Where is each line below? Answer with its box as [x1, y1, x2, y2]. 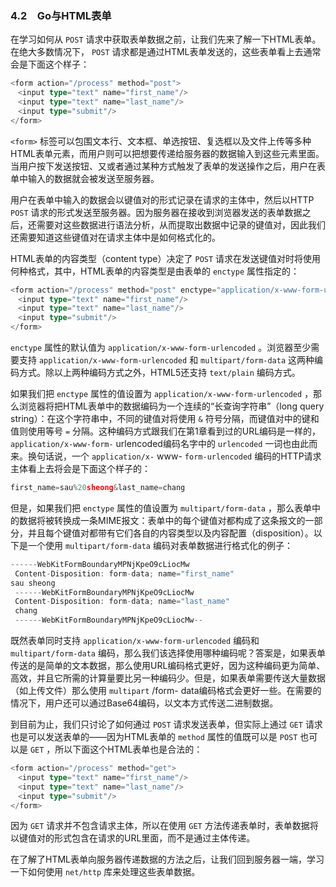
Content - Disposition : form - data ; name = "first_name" [14, 568, 235, 579]
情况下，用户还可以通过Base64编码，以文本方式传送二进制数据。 [10, 697, 279, 709]
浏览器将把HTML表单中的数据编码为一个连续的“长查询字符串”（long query [18, 400, 325, 412]
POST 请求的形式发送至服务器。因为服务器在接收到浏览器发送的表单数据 [10, 206, 303, 218]
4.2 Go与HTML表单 [10, 8, 112, 22]
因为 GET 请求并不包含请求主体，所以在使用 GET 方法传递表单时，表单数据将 [10, 820, 319, 832]
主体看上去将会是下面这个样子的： [10, 463, 151, 475]
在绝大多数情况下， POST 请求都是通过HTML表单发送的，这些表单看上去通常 [10, 46, 322, 58]
